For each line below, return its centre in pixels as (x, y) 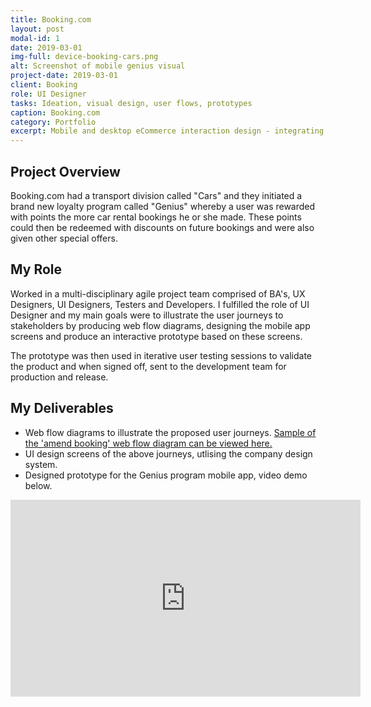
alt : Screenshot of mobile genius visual (98, 66)
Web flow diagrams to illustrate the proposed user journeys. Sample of (170, 432)
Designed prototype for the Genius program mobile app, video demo (166, 475)
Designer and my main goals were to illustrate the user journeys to (147, 315)
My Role (36, 269)
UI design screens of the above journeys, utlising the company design (168, 453)
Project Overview (65, 171)
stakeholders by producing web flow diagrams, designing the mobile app (160, 325)
